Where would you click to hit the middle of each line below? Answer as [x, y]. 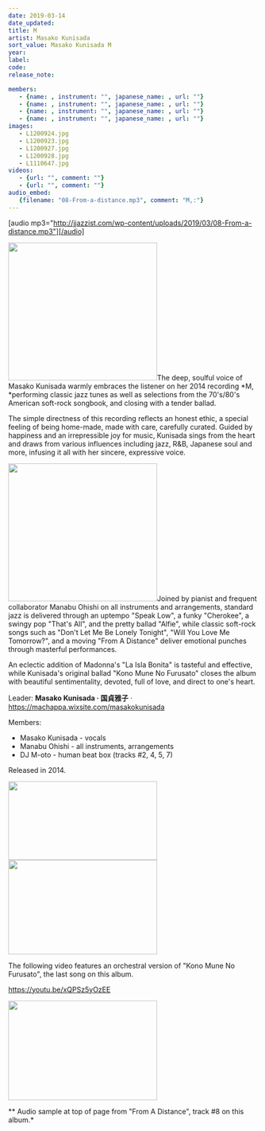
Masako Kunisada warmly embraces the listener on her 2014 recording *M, [131, 386]
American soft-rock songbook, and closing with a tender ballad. [112, 403]
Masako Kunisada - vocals [63, 738]
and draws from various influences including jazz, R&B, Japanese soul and [130, 443]
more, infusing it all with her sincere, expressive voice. [97, 452]
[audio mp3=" [31, 223]
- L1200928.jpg [44, 156]
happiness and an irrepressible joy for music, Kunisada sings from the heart [132, 435]
